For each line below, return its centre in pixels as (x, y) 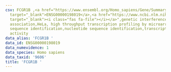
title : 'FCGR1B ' (24, 62)
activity (19, 33)
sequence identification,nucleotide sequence (59, 29)
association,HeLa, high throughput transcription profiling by (78, 24)
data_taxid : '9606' (26, 57)
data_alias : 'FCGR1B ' (29, 39)
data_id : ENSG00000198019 (33, 43)
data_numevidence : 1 (27, 48)
